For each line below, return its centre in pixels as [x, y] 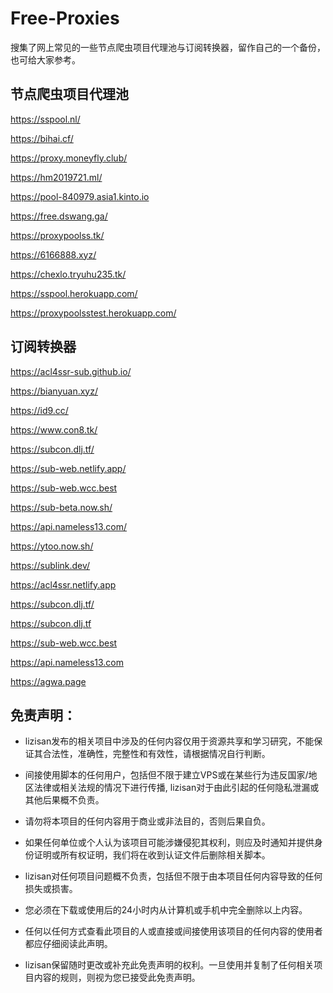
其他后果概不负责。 [64, 800]
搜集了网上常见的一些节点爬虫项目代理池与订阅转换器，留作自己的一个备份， [168, 47]
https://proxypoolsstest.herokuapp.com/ [93, 313]
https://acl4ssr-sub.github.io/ [71, 371]
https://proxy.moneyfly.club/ [69, 158]
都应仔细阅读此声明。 [68, 944]
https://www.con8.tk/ [54, 429]
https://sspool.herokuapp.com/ [74, 293]
